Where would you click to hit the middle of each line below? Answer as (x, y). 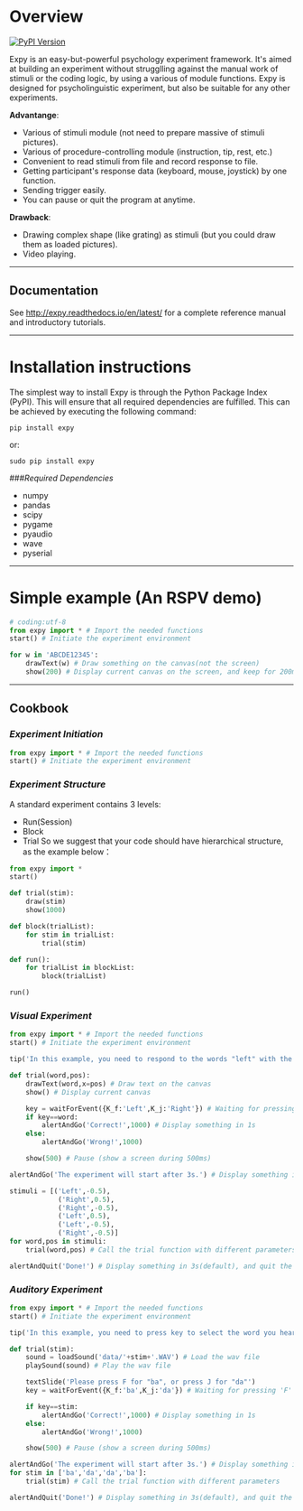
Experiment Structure (58, 785)
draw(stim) (46, 902)
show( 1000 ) (46, 910)
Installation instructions (101, 367)
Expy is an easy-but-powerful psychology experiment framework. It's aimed (151, 59)
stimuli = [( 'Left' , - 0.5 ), (60, 1191)
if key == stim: (52, 1406)
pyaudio (37, 534)
